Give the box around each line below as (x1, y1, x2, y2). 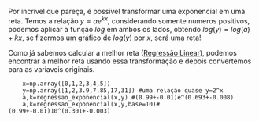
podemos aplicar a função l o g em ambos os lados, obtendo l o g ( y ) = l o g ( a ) (8, 24, 250, 34)
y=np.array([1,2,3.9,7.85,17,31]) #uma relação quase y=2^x (22, 86, 224, 95)
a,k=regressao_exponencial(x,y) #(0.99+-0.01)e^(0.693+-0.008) (22, 93, 235, 101)
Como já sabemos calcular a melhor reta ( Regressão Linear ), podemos (8, 48, 238, 57)
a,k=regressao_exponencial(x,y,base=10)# (22, 100, 160, 108)
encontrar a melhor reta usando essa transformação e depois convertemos (8, 56, 252, 66)
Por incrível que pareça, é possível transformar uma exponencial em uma (8, 7, 246, 16)
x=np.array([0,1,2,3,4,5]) (22, 80, 111, 88)
